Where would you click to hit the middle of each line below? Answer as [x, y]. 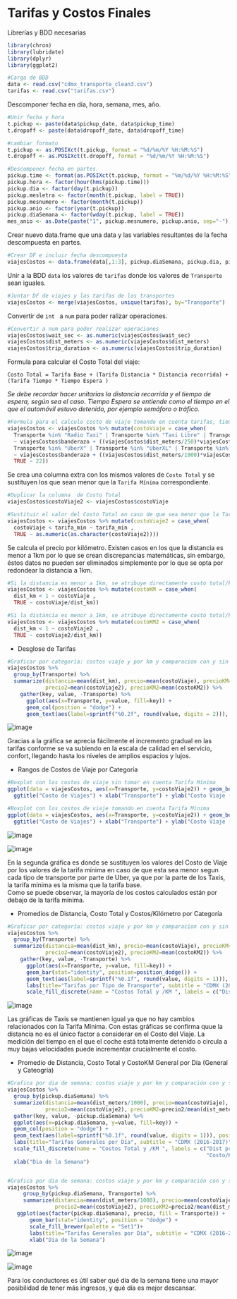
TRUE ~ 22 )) [31, 461]
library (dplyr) [30, 59]
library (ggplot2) [33, 65]
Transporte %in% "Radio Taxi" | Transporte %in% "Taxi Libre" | [110, 435]
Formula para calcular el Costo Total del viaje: [74, 362]
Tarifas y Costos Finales [79, 13]
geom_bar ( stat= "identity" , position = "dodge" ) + [104, 1220]
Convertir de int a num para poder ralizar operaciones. [87, 316]
